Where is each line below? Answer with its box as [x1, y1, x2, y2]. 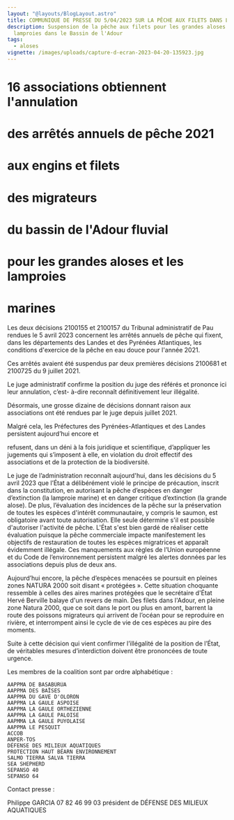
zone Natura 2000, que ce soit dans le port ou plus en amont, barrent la [7, 603, 213, 611]
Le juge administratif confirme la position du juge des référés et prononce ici [7, 380, 227, 388]
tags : [7, 36, 23, 43]
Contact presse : [7, 784, 55, 793]
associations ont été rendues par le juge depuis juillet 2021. [7, 408, 178, 417]
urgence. [7, 654, 33, 662]
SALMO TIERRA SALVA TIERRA [7, 754, 86, 761]
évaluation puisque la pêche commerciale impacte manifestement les [7, 530, 206, 539]
